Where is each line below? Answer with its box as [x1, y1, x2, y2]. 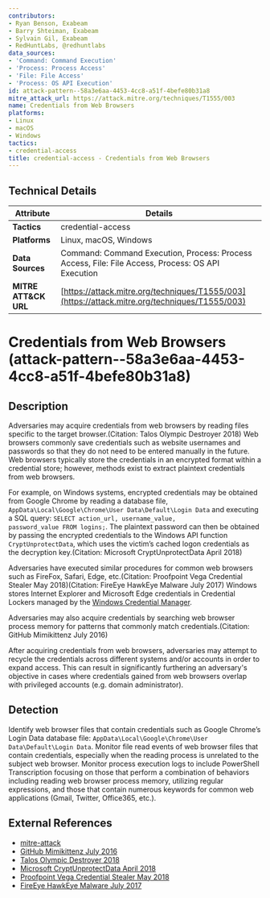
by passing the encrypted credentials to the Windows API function [8, 531, 228, 540]
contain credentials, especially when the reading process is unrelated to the [8, 750, 260, 759]
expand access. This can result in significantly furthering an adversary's [8, 663, 247, 672]
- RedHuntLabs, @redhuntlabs [8, 42, 106, 50]
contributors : [8, 11, 56, 20]
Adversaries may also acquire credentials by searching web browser [8, 613, 235, 623]
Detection [8, 703, 59, 717]
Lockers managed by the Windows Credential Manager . [8, 598, 193, 607]
